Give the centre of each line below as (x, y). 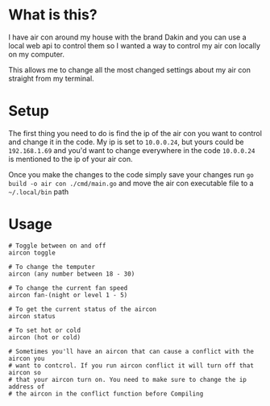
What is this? (53, 15)
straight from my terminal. (51, 78)
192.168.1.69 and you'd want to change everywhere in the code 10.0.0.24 (132, 150)
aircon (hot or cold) (45, 337)
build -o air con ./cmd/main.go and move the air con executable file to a (131, 183)
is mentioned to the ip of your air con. (71, 159)
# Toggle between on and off (57, 246)
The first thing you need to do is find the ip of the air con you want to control (135, 133)
